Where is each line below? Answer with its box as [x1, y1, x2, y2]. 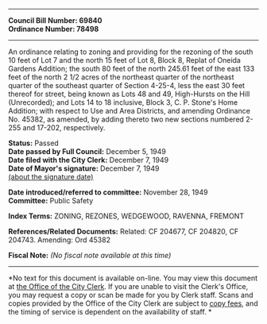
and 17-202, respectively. [22, 123, 106, 132]
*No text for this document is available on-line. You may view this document [8, 273, 258, 283]
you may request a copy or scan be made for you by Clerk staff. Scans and [8, 291, 253, 299]
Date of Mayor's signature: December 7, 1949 [8, 164, 160, 173]
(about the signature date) [8, 172, 94, 181]
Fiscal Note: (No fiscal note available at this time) [8, 251, 172, 260]
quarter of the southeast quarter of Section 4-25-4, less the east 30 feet [8, 81, 245, 90]
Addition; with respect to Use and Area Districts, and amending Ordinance [8, 106, 250, 115]
